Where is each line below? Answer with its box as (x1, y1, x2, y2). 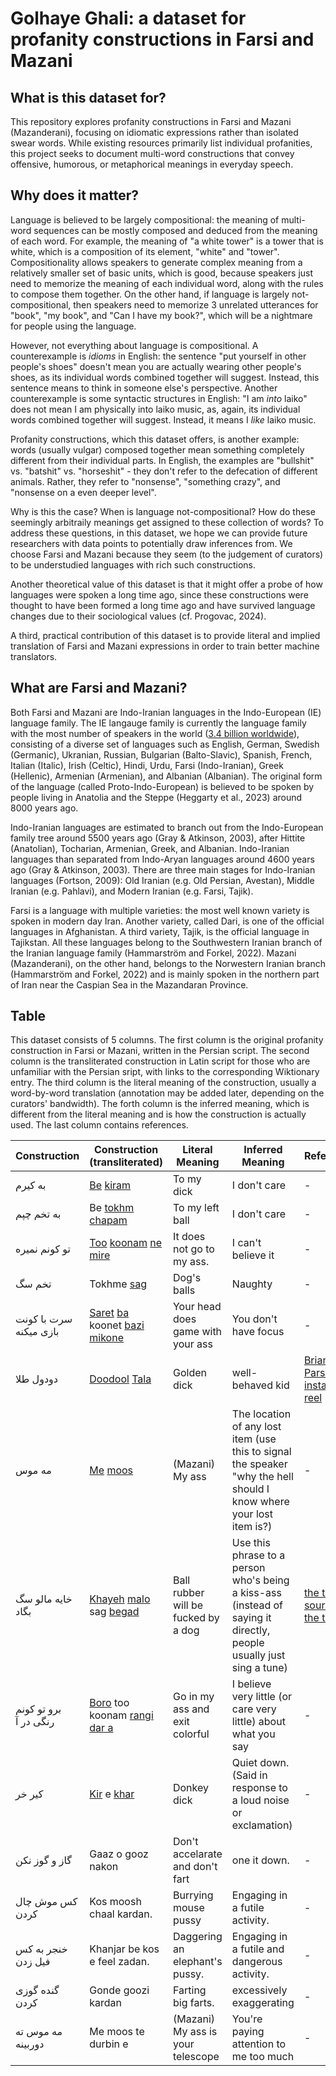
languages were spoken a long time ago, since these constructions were (10, 588, 309, 601)
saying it (231, 1611, 272, 1625)
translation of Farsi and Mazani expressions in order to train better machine (10, 640, 320, 652)
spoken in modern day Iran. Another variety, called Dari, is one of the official (10, 915, 325, 927)
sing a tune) (231, 1661, 288, 1675)
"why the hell (231, 1470, 294, 1484)
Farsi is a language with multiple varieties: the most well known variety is (10, 904, 310, 916)
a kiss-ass (231, 1586, 282, 1600)
